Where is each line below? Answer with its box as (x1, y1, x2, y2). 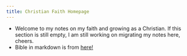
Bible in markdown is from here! (14, 44, 94, 51)
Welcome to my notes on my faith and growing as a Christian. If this (14, 25, 182, 32)
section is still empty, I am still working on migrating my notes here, (14, 31, 180, 38)
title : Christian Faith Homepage (6, 8, 90, 15)
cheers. (14, 37, 34, 44)
